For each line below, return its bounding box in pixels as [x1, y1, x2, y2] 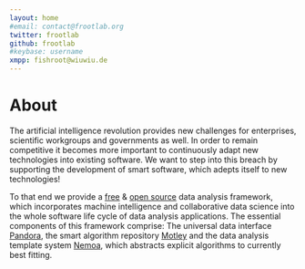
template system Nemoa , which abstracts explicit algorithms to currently [9, 239, 281, 251]
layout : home [9, 13, 59, 23]
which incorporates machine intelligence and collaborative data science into [9, 201, 295, 212]
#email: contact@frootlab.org [9, 22, 125, 31]
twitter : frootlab [9, 30, 79, 39]
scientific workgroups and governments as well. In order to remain [9, 134, 259, 146]
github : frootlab [9, 38, 76, 48]
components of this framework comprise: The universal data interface [9, 220, 272, 231]
